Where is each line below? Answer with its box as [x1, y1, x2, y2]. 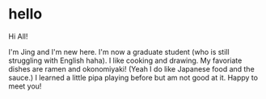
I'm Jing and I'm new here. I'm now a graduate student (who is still [8, 47, 230, 56]
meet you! [8, 81, 42, 91]
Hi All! [8, 31, 28, 41]
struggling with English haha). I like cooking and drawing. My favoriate [8, 56, 243, 65]
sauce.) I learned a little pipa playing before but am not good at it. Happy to [8, 72, 259, 82]
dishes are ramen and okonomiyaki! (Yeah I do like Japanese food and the [8, 64, 255, 73]
